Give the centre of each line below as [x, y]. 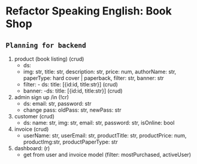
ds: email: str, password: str [57, 104]
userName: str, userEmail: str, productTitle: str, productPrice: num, [105, 135]
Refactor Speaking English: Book [89, 11]
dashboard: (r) [32, 148]
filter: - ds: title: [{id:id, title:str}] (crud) [70, 84]
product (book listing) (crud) [49, 59]
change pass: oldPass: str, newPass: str [72, 110]
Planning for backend [46, 45]
